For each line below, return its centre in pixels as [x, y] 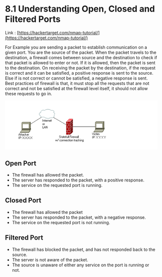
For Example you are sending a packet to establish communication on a [76, 47]
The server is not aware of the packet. [50, 260]
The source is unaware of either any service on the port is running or [81, 265]
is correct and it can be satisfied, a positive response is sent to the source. [79, 73]
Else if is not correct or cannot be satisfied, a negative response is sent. [76, 78]
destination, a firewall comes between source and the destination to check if [81, 57]
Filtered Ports [33, 19]
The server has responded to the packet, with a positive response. [78, 180]
